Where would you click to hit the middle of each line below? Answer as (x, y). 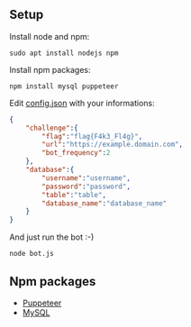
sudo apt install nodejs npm (64, 53)
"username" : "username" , (86, 178)
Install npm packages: (50, 69)
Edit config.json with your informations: (82, 103)
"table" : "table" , (74, 195)
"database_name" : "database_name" (105, 203)
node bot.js (32, 254)
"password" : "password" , (86, 186)
